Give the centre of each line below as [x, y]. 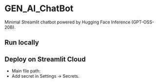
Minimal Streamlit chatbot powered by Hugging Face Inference [68, 22]
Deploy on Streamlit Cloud [45, 59]
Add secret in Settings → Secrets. [45, 76]
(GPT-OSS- [143, 22]
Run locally [22, 43]
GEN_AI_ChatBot [39, 9]
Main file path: [26, 71]
